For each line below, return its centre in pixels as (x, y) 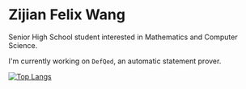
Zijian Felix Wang (67, 15)
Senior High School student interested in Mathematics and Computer (123, 37)
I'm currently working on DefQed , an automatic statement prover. (115, 61)
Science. (23, 45)
